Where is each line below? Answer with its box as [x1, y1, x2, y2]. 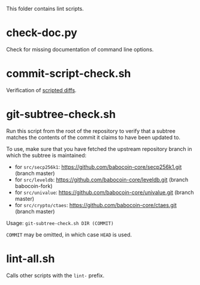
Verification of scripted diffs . [6, 86, 77, 93]
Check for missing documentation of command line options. [6, 46, 154, 53]
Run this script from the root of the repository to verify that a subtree [6, 127, 175, 134]
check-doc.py [6, 26, 78, 40]
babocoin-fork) [14, 182, 53, 189]
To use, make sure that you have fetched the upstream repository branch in [6, 145, 192, 152]
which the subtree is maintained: [6, 151, 87, 159]
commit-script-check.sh [6, 67, 131, 80]
